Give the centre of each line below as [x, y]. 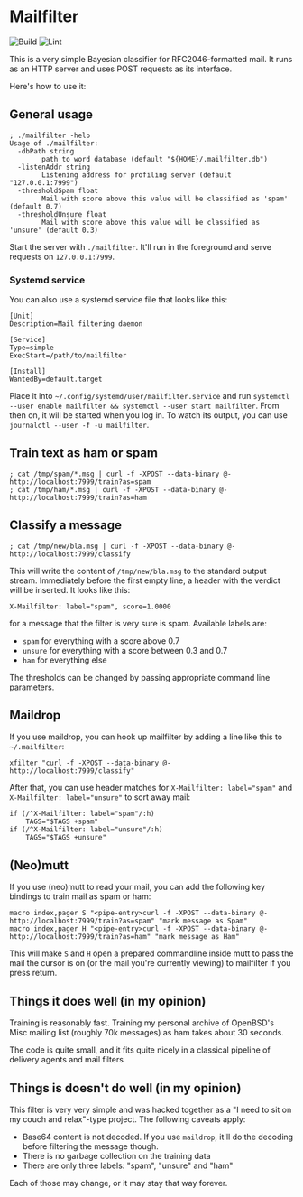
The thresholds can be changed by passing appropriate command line [140, 677]
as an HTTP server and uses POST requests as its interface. [121, 69]
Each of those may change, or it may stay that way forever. [119, 1183]
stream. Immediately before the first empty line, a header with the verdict [145, 580]
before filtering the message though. [91, 1146]
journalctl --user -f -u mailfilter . [79, 425]
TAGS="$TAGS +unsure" [66, 838]
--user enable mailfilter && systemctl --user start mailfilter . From [144, 406]
